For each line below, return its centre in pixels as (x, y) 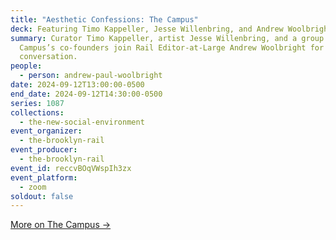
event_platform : (44, 177)
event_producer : (44, 150)
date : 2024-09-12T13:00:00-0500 (77, 85)
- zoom (33, 187)
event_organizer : (46, 131)
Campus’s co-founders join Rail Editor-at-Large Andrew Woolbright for (172, 47)
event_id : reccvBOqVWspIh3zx (71, 168)
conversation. (48, 57)
